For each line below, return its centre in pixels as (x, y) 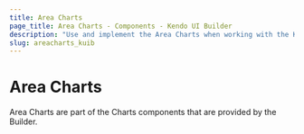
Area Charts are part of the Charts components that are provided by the (143, 112)
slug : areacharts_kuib (52, 43)
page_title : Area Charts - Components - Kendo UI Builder (121, 26)
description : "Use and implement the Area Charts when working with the (149, 34)
